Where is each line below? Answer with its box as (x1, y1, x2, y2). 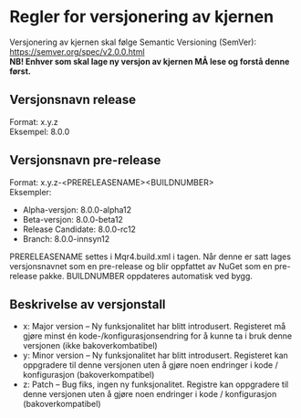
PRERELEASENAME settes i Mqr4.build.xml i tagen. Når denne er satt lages (9, 251, 292, 262)
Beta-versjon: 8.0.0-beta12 (22, 214, 123, 225)
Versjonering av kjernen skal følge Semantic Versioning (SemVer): (9, 37, 257, 47)
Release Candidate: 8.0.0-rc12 (22, 224, 137, 235)
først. (9, 66, 32, 77)
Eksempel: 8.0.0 (9, 126, 70, 137)
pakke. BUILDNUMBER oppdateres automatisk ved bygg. (39, 270, 254, 281)
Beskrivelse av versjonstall (9, 297, 166, 312)
